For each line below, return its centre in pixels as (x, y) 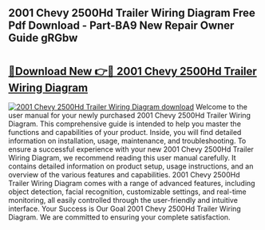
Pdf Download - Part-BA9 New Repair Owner (121, 26)
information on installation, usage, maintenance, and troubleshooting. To (127, 141)
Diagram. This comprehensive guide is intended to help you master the (125, 124)
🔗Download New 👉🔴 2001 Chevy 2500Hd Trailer (132, 71)
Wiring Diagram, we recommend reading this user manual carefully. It (123, 158)
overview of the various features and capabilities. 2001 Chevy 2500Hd (125, 174)
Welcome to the (221, 107)
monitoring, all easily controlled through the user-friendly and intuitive (123, 200)
